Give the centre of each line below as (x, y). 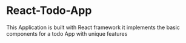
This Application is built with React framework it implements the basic (93, 27)
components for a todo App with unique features (67, 33)
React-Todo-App (49, 11)
